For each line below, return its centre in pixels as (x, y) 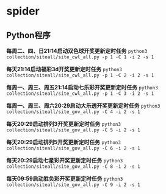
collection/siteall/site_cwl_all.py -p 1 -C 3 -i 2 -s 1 (80, 94)
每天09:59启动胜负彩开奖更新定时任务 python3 (65, 178)
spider (23, 11)
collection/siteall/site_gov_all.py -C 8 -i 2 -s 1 (73, 167)
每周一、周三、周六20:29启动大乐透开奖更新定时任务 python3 (83, 106)
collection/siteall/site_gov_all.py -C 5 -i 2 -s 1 (73, 130)
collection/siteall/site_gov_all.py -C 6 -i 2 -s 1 (73, 148)
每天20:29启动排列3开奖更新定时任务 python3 (63, 124)
